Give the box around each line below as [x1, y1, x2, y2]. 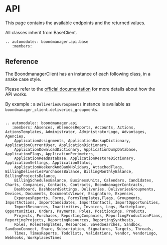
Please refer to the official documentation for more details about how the [5, 86, 155, 92]
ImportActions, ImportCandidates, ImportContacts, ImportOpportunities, [5, 200, 160, 205]
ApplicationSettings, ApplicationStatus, [5, 160, 93, 165]
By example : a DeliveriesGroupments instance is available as [5, 101, 131, 107]
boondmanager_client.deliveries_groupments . [5, 106, 99, 112]
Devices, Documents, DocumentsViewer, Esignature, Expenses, [5, 191, 136, 196]
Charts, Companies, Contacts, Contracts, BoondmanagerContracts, [5, 182, 144, 187]
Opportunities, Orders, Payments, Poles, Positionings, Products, [5, 209, 147, 214]
